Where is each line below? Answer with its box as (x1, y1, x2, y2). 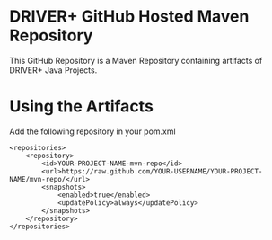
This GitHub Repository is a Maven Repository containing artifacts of (9, 55, 263, 66)
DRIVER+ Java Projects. (9, 65, 98, 76)
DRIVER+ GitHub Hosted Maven (9, 6, 250, 27)
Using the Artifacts (9, 96, 154, 117)
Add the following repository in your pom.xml (9, 126, 177, 137)
